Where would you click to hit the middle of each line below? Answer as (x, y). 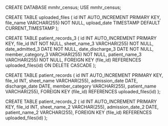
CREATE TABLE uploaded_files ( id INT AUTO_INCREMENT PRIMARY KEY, (83, 17)
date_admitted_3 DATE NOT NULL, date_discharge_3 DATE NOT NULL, (79, 49)
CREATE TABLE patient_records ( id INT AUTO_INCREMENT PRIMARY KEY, (84, 75)
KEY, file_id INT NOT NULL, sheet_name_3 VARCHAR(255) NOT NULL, (79, 44)
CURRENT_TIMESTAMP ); (32, 28)
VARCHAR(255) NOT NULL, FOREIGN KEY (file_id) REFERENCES (73, 60)
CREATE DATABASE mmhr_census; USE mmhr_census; (63, 7)
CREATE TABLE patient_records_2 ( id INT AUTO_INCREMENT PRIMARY (81, 101)
